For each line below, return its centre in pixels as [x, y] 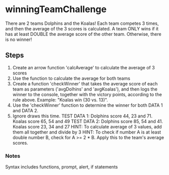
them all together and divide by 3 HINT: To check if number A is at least [87, 132]
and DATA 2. [25, 110]
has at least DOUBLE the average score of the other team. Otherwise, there [83, 34]
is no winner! [19, 39]
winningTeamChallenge [56, 9]
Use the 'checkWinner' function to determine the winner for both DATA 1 [88, 105]
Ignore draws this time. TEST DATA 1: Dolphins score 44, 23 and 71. [82, 116]
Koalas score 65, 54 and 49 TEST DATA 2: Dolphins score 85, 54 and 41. [88, 121]
